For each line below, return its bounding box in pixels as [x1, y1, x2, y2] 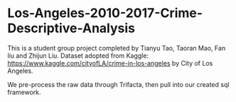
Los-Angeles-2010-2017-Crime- [7, 5, 203, 21]
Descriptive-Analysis [7, 20, 136, 36]
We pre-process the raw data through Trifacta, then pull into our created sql [7, 80, 230, 88]
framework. [7, 88, 41, 96]
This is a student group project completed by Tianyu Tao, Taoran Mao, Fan [7, 44, 226, 52]
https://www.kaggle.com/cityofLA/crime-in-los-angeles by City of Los [7, 58, 213, 67]
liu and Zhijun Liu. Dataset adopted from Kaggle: [7, 51, 149, 60]
